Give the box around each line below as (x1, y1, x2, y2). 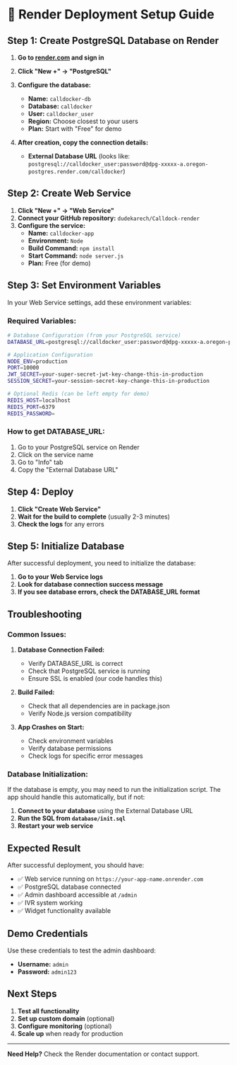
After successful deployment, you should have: (7, 861, 145, 870)
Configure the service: (17, 221, 86, 229)
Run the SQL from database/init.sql (17, 814, 126, 823)
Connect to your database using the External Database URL (17, 807, 193, 815)
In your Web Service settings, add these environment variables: (7, 298, 192, 306)
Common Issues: (7, 629, 67, 639)
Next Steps (7, 988, 57, 1000)
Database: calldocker (28, 102, 93, 110)
